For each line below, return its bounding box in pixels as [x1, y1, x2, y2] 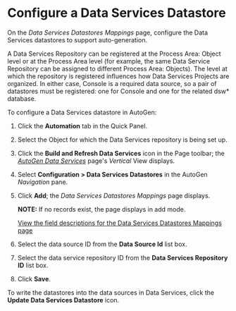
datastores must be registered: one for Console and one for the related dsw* [7, 87, 230, 95]
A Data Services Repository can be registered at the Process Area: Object [7, 49, 221, 58]
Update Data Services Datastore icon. [7, 295, 120, 304]
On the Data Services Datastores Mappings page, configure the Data [7, 28, 209, 37]
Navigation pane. [17, 178, 68, 186]
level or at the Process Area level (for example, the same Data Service [7, 56, 210, 65]
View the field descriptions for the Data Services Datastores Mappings [17, 219, 222, 227]
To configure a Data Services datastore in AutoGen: [7, 108, 157, 116]
